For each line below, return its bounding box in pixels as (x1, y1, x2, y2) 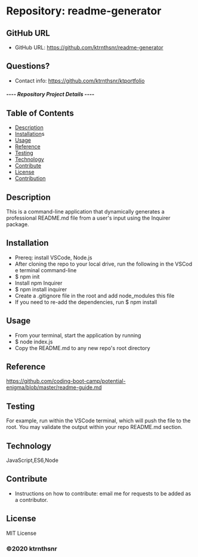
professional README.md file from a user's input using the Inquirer (6, 214, 171, 222)
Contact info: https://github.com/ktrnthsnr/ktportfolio (14, 77, 145, 84)
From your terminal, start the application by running (14, 331, 141, 339)
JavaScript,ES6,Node (6, 456, 58, 464)
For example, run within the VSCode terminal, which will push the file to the (6, 417, 191, 424)
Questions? (6, 61, 50, 71)
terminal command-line (19, 266, 77, 273)
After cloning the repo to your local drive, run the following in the (14, 260, 174, 267)
